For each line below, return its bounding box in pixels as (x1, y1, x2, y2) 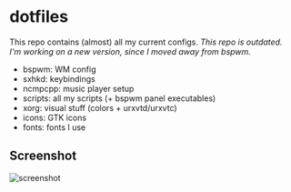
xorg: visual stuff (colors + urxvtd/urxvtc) (22, 102, 177, 113)
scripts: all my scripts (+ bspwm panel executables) (22, 93, 216, 104)
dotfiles (9, 6, 69, 27)
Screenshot (9, 148, 77, 164)
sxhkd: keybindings (22, 73, 95, 84)
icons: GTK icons (22, 112, 87, 123)
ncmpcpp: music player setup (22, 83, 135, 94)
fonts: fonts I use (22, 121, 86, 133)
